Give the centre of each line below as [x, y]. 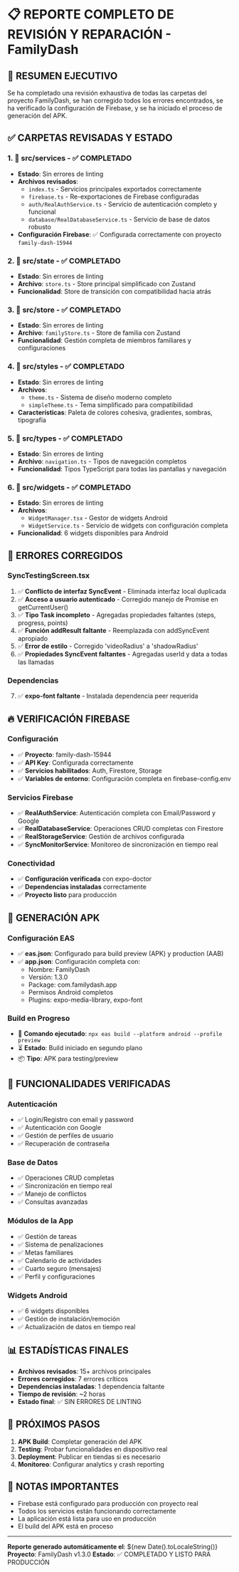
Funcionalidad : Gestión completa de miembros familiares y [105, 340]
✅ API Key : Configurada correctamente [75, 763]
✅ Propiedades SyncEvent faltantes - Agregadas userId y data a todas [122, 654]
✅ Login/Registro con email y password [75, 1120]
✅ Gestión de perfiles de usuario [65, 1136]
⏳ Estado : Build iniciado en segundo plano [80, 1048]
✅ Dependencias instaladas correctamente [82, 887]
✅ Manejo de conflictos [52, 1194]
